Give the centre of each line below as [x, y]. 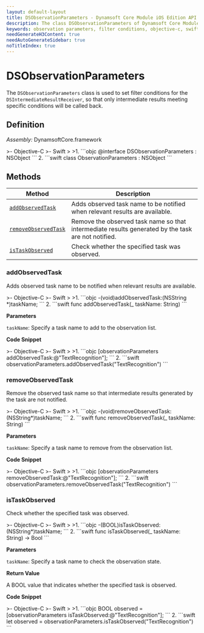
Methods [24, 177]
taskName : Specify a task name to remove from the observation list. [90, 448]
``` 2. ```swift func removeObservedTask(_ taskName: [130, 418]
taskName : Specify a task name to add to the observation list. [81, 327]
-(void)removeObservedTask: [135, 412]
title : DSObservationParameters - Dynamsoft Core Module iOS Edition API [102, 18]
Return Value [23, 573]
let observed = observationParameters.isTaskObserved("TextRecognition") [100, 621]
